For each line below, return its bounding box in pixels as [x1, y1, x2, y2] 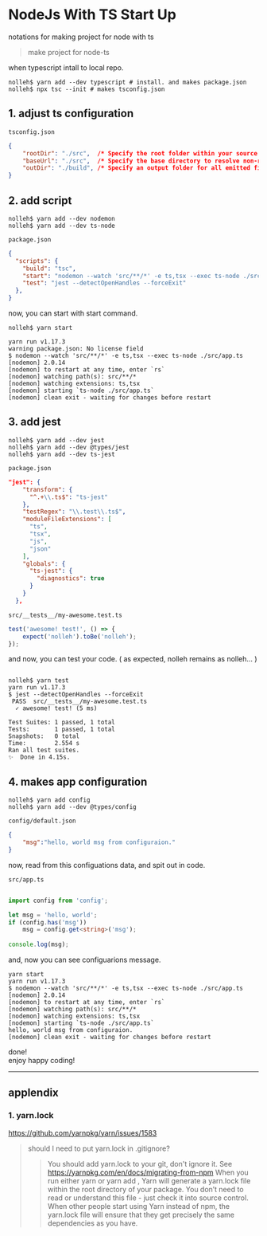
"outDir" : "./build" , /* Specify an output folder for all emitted [22, 164, 251, 172]
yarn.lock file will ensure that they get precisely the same [47, 1210, 234, 1219]
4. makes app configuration [8, 775, 148, 788]
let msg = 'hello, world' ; [8, 911, 98, 919]
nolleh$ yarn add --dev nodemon [8, 214, 115, 222]
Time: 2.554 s [8, 740, 80, 747]
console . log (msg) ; [8, 940, 69, 949]
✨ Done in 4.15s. [8, 753, 71, 762]
